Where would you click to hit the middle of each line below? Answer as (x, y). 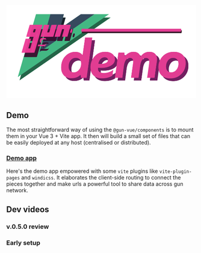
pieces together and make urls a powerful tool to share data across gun (95, 184)
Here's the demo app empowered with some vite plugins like (82, 171)
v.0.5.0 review (28, 226)
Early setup (23, 243)
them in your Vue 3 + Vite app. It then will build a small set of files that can (98, 136)
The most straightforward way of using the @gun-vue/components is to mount (100, 130)
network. (17, 190)
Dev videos (28, 209)
